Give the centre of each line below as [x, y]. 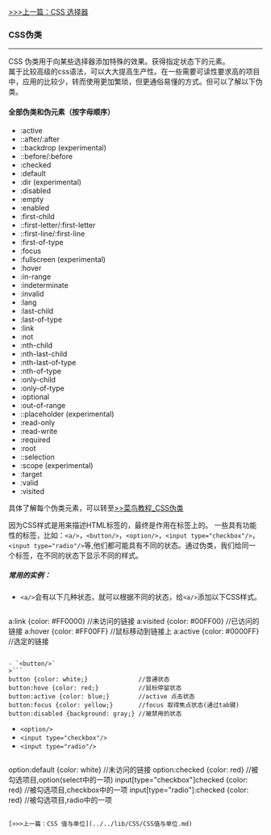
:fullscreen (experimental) [63, 259]
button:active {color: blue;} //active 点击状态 [102, 697]
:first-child [37, 216]
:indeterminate [44, 285]
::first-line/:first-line [52, 234]
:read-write [39, 431]
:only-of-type [42, 388]
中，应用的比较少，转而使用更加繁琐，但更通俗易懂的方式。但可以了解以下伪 [135, 82]
